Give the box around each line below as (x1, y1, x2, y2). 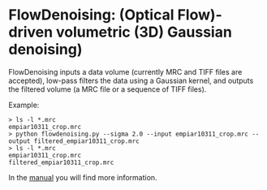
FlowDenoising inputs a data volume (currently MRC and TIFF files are (8, 67, 243, 76)
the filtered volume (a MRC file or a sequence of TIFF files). (8, 84, 207, 94)
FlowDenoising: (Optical (8, 6, 174, 24)
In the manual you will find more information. (8, 172, 157, 182)
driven (8, 23, 54, 41)
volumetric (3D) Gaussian (55, 23, 233, 41)
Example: (8, 100, 40, 110)
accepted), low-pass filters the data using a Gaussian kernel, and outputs (8, 76, 254, 85)
